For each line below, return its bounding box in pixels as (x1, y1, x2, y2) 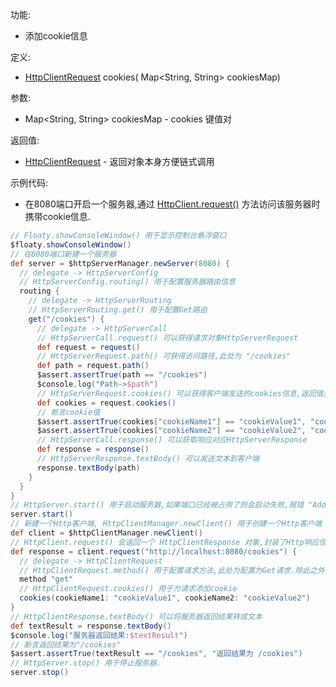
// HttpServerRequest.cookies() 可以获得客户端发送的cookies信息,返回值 (36, 388, 324, 398)
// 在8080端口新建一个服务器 (10, 249, 117, 259)
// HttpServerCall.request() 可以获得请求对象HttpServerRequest (36, 333, 299, 343)
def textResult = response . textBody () (10, 621, 172, 631)
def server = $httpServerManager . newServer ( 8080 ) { (10, 258, 230, 268)
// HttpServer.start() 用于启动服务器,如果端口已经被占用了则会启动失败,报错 (10, 500, 305, 510)
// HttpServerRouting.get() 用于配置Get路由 (28, 305, 208, 315)
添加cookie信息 (24, 30, 88, 42)
